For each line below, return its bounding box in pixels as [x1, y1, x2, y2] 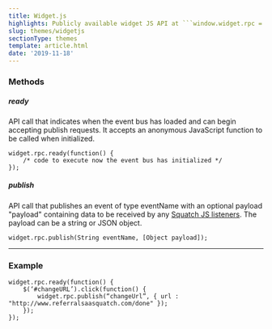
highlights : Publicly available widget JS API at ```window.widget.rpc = [8, 19, 263, 27]
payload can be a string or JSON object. [8, 217, 142, 227]
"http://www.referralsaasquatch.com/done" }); [8, 300, 168, 308]
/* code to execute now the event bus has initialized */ [23, 156, 223, 164]
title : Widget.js [8, 11, 67, 20]
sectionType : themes [8, 34, 79, 43]
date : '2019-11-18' [8, 49, 74, 57]
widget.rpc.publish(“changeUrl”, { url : [37, 293, 180, 301]
